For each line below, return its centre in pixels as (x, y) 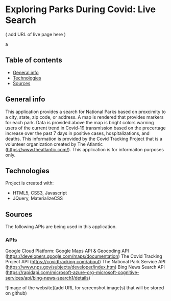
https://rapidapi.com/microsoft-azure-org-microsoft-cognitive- (73, 272)
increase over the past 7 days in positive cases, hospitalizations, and (77, 133)
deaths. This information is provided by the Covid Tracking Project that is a (84, 139)
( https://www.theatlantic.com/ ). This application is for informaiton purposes (85, 149)
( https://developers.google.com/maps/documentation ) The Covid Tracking (84, 256)
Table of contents (34, 60)
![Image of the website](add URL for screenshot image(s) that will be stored (85, 288)
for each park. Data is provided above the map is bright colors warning (80, 122)
